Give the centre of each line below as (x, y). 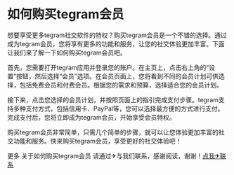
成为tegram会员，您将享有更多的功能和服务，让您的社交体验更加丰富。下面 (116, 43)
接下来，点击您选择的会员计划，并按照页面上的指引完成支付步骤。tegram (113, 99)
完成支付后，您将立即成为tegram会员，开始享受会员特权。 (91, 117)
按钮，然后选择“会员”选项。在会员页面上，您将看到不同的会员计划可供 (118, 76)
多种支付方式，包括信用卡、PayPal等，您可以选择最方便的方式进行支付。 (118, 108)
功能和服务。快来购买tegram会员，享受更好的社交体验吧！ (97, 141)
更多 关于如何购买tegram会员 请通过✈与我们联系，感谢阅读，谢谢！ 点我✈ (113, 155)
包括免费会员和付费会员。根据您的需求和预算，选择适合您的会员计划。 (121, 85)
